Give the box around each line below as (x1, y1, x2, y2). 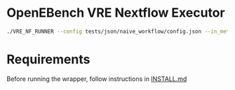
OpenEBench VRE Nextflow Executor (6, 5, 225, 21)
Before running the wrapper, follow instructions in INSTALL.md (6, 75, 187, 83)
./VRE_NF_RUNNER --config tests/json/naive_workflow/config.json (6, 28, 201, 35)
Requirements (6, 52, 90, 67)
